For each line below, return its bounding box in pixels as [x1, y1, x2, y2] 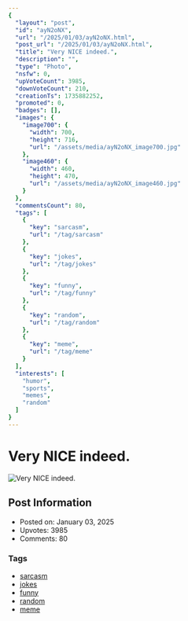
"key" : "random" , [28, 311, 87, 319]
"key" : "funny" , [28, 282, 83, 290]
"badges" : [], [15, 107, 61, 115]
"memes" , [22, 391, 51, 399]
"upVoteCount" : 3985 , [15, 77, 87, 85]
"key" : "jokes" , [28, 252, 83, 260]
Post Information [8, 496, 92, 509]
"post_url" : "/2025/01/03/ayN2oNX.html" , [15, 41, 153, 49]
